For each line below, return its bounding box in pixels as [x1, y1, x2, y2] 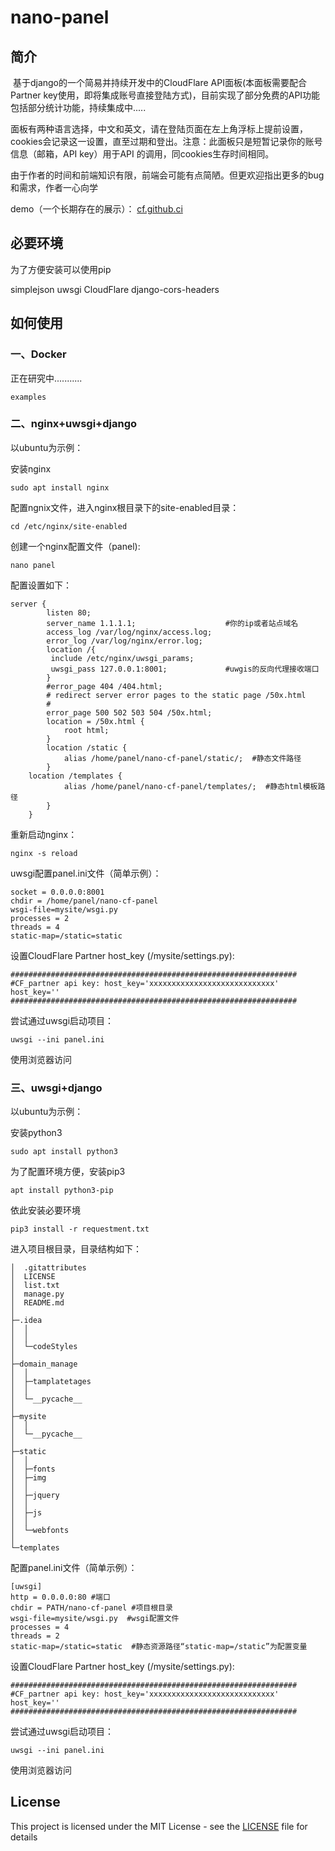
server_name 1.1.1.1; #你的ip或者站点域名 [46, 618, 299, 628]
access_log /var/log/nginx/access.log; [46, 627, 213, 637]
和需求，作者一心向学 [10, 182, 98, 193]
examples [10, 392, 47, 402]
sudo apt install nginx [10, 482, 110, 493]
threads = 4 [10, 922, 60, 932]
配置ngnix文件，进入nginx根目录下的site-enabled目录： [10, 501, 240, 513]
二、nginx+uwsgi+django [10, 417, 138, 431]
